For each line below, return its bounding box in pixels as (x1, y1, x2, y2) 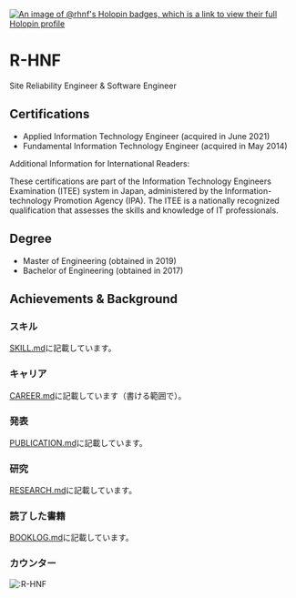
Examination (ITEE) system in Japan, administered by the (9, 185, 223, 196)
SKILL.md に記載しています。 (9, 342, 117, 354)
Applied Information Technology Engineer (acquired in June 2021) (22, 130, 270, 141)
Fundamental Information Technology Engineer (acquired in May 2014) (22, 140, 289, 151)
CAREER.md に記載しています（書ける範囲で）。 (9, 390, 187, 400)
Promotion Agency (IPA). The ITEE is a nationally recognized (53, 195, 280, 206)
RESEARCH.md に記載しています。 (9, 485, 138, 496)
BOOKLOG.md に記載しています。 (9, 532, 134, 543)
